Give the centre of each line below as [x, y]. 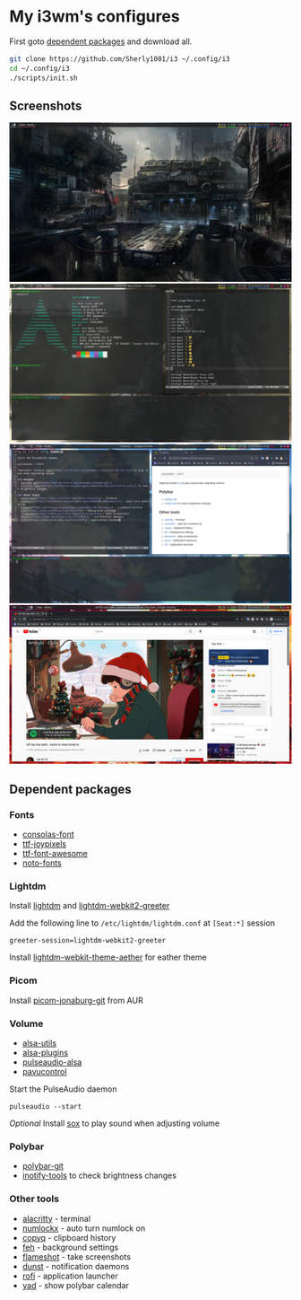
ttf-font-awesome [55, 854]
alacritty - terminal [56, 1218]
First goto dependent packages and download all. [101, 41]
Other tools [34, 1199]
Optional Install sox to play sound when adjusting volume [115, 1123]
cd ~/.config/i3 [39, 68]
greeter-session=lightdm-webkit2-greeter [88, 941]
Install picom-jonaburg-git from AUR [76, 1000]
